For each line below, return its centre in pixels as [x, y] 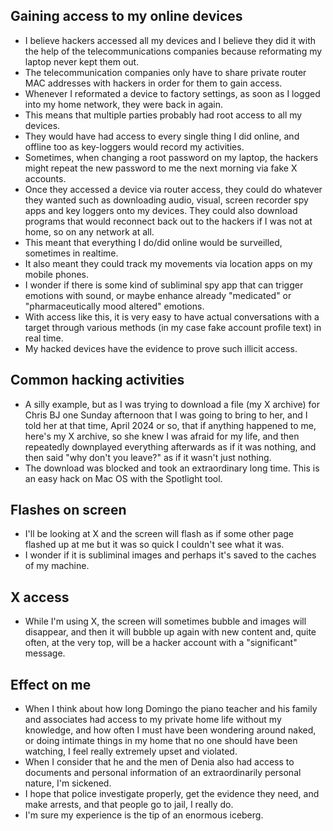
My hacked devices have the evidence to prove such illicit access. [161, 348]
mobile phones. [57, 274]
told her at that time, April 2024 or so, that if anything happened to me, [170, 425]
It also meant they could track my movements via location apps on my [168, 263]
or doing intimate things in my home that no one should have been [161, 741]
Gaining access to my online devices [126, 16]
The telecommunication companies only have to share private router [165, 72]
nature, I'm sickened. [68, 783]
